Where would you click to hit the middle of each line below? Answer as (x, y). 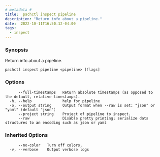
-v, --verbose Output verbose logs (49, 149)
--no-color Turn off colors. (50, 145)
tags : (11, 28)
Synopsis (16, 50)
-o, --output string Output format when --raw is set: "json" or (82, 105)
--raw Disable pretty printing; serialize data (83, 118)
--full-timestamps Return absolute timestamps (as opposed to (85, 92)
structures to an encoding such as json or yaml (56, 122)
